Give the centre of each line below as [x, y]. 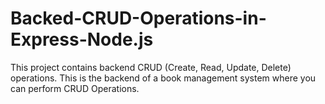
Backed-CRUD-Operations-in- [138, 18]
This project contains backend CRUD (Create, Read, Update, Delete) [151, 67]
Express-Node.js [82, 39]
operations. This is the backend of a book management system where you [163, 78]
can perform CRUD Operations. [75, 88]
